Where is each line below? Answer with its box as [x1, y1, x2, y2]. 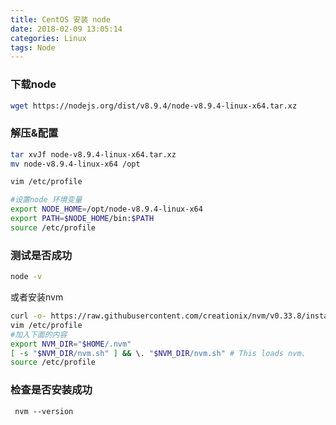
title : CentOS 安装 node [10, 14, 111, 25]
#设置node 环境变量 [10, 195, 83, 205]
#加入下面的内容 [10, 329, 68, 340]
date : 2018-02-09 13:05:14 [10, 24, 123, 34]
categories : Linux [10, 33, 87, 43]
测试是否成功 [10, 248, 73, 262]
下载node [10, 77, 57, 91]
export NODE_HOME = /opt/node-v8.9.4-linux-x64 [10, 204, 203, 215]
